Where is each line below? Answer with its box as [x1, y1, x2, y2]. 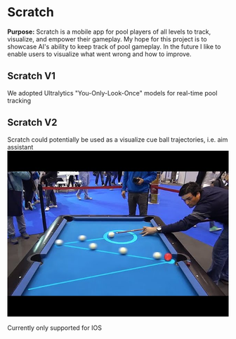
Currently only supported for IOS [7, 324, 102, 332]
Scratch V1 [7, 70, 56, 82]
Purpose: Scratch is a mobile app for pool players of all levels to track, [7, 27, 211, 36]
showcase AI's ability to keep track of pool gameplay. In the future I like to [7, 42, 221, 51]
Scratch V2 [7, 117, 58, 128]
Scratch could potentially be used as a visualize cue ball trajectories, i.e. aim [7, 135, 228, 144]
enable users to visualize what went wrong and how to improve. [7, 50, 192, 58]
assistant [7, 142, 34, 151]
